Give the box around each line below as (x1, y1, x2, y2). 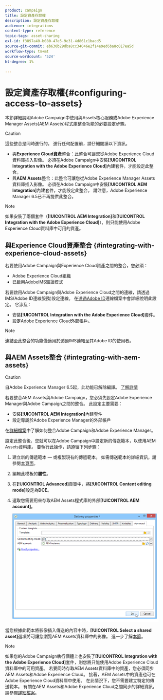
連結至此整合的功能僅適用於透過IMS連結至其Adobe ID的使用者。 (5, 338, 134, 343)
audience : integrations (5, 23, 54, 28)
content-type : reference (5, 28, 55, 34)
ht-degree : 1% (5, 59, 34, 64)
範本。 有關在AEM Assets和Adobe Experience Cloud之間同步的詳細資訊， (9, 684, 157, 689)
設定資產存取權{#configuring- (5, 88, 127, 98)
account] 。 (12, 503, 36, 509)
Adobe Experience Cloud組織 (12, 273, 72, 278)
